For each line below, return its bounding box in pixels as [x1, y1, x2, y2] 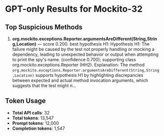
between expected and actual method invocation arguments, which [12, 77, 148, 83]
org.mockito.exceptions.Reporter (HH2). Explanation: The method [12, 62, 145, 68]
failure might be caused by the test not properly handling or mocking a [12, 46, 155, 52]
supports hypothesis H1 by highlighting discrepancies [35, 72, 143, 78]
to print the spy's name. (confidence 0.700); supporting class [12, 57, 136, 62]
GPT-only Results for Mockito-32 [5, 3, 143, 15]
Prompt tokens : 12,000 [12, 120, 59, 126]
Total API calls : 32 [12, 110, 50, 115]
